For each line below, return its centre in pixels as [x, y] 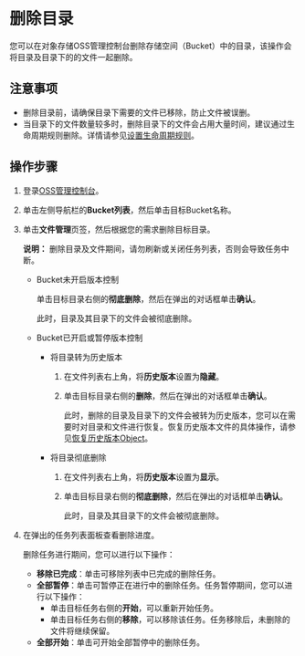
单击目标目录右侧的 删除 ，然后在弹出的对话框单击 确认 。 [168, 396]
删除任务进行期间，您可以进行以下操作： [99, 554]
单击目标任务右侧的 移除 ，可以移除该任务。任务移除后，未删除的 [170, 619]
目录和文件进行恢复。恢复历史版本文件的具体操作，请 [188, 426]
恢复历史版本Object [108, 438]
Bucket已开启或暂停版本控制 [89, 338]
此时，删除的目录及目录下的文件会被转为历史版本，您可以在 [176, 415]
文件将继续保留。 [82, 630]
